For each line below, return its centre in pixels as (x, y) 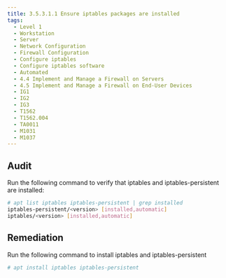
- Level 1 (28, 27)
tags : (15, 20)
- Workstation (34, 33)
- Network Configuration (50, 46)
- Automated (31, 72)
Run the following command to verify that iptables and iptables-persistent (113, 183)
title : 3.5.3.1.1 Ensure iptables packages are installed (93, 14)
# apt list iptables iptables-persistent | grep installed (95, 203)
